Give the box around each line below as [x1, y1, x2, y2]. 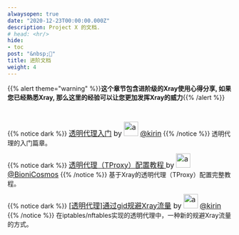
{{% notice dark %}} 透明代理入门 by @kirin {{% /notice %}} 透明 [7, 128, 225, 138]
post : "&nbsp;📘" [7, 51, 56, 58]
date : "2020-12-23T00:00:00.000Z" [7, 17, 111, 24]
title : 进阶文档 [7, 57, 51, 64]
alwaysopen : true [7, 10, 59, 18]
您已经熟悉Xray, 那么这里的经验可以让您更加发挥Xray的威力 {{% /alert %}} [7, 93, 225, 101]
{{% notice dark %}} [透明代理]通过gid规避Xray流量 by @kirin [7, 201, 221, 211]
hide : [7, 37, 24, 44]
